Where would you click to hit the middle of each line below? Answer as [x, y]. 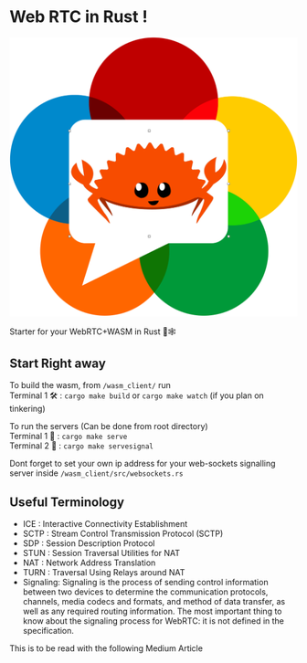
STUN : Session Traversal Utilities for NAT [101, 553]
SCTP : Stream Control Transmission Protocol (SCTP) [123, 534]
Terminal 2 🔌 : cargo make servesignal [81, 446]
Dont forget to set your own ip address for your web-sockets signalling [143, 464]
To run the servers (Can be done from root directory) [109, 426]
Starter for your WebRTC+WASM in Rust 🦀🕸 [93, 331]
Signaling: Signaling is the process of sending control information [145, 583]
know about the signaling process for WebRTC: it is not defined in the [153, 621]
